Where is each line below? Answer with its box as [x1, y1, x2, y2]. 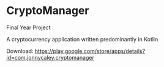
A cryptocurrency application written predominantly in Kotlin [6, 35, 158, 43]
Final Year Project [6, 24, 51, 31]
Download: [6, 47, 34, 55]
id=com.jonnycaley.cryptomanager [6, 54, 95, 61]
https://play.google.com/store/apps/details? [34, 47, 146, 55]
